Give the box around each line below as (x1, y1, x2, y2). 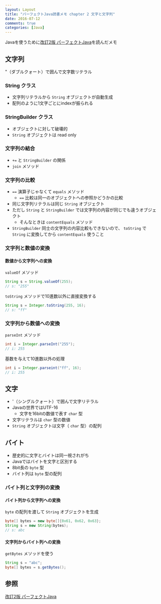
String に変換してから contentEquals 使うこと (12, 231, 105, 237)
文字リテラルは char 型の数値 (12, 417, 71, 423)
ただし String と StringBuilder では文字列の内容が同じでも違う (12, 207, 140, 213)
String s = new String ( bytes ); (5, 523, 69, 528)
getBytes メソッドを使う (5, 551, 54, 557)
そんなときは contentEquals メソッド (19, 219, 93, 225)
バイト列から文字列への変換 (5, 497, 61, 503)
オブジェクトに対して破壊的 (12, 125, 68, 132)
